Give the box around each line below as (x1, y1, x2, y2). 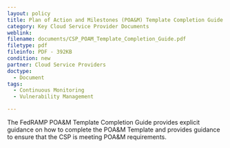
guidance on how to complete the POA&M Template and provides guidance (7, 125, 220, 134)
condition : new (7, 55, 51, 62)
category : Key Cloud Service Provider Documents (7, 23, 149, 30)
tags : (7, 81, 23, 87)
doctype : (7, 67, 32, 74)
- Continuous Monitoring (13, 87, 85, 94)
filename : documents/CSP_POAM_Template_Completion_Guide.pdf (7, 36, 187, 43)
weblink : (7, 29, 32, 36)
